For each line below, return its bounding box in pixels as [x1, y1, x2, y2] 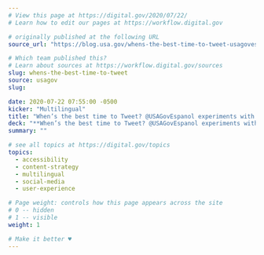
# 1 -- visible [8, 213, 58, 221]
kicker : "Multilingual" [8, 105, 86, 113]
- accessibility [15, 155, 68, 163]
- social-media [15, 177, 65, 185]
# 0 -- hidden [8, 206, 55, 214]
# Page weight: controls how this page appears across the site [8, 199, 223, 207]
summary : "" [8, 127, 47, 135]
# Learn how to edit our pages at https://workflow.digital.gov [8, 19, 223, 27]
